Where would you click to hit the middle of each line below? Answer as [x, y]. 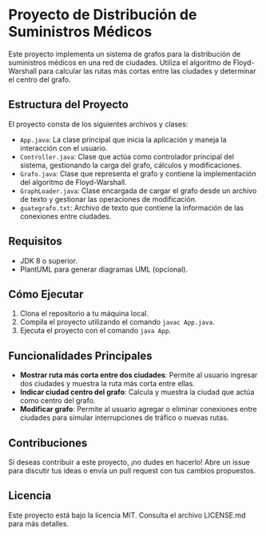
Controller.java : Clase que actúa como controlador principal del [127, 156]
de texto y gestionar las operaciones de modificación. [108, 199]
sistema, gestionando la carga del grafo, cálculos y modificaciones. [131, 165]
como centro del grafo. [58, 401]
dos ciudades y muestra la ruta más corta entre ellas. [107, 384]
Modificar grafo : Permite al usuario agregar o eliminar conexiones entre [138, 409]
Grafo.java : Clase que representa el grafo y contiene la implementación [138, 173]
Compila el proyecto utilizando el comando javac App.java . [117, 322]
